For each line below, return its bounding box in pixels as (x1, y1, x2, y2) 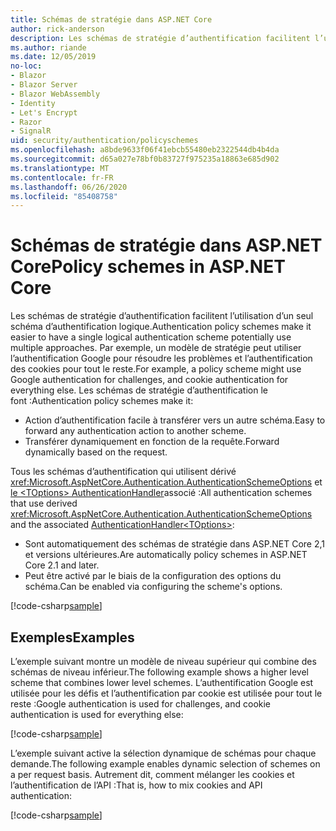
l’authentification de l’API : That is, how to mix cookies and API (10, 779, 263, 791)
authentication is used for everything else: (10, 709, 184, 720)
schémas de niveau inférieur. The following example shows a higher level (10, 666, 309, 678)
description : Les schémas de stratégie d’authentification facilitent (10, 33, 311, 43)
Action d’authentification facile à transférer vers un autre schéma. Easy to (24, 414, 326, 426)
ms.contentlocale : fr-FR (10, 172, 114, 183)
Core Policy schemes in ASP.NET (10, 256, 286, 278)
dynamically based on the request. (24, 446, 168, 458)
